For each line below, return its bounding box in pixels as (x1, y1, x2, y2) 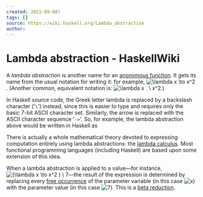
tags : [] (6, 15, 28, 21)
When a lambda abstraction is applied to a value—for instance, (6, 164, 163, 172)
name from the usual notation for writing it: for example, (6, 78, 145, 85)
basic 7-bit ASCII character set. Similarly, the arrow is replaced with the (6, 109, 184, 117)
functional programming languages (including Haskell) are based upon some (6, 146, 197, 154)
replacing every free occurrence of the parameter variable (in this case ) (6, 178, 195, 185)
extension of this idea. (6, 153, 62, 160)
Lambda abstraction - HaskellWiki (6, 52, 180, 65)
